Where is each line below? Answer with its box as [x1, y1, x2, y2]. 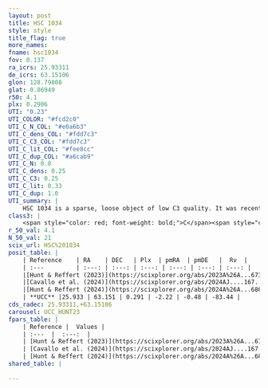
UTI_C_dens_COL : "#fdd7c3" [8, 130, 98, 138]
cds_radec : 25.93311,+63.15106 [8, 300, 112, 308]
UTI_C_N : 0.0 [8, 160, 52, 168]
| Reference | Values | [22, 323, 105, 331]
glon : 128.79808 [8, 78, 62, 86]
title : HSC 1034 [8, 19, 62, 27]
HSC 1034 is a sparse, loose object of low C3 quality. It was [22, 204, 238, 212]
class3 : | [8, 212, 41, 220]
